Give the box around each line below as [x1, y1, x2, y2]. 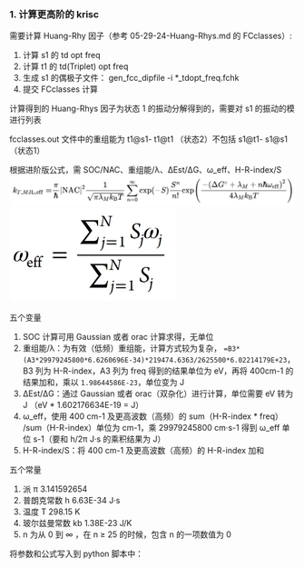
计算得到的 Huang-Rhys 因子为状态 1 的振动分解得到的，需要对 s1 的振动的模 [9, 103, 295, 115]
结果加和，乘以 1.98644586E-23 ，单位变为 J [22, 376, 184, 387]
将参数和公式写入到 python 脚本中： [9, 548, 143, 559]
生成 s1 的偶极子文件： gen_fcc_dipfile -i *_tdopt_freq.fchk [22, 73, 240, 84]
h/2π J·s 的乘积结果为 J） [70, 433, 166, 444]
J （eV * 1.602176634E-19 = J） [22, 399, 143, 410]
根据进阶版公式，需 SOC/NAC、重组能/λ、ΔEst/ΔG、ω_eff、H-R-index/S [9, 164, 282, 175]
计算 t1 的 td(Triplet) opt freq [22, 61, 129, 72]
